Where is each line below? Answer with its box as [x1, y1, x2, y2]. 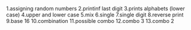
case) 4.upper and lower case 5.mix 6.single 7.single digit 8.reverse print [6, 11, 184, 18]
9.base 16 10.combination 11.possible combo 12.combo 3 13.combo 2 [6, 18, 174, 24]
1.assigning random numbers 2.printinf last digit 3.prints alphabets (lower [6, 5, 186, 12]
